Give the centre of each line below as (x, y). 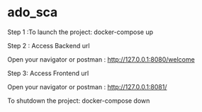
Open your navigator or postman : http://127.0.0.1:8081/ (87, 86)
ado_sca (33, 12)
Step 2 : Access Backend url (49, 45)
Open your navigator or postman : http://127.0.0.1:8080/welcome (101, 59)
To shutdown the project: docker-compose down (79, 101)
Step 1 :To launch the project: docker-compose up (80, 32)
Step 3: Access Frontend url (48, 73)
